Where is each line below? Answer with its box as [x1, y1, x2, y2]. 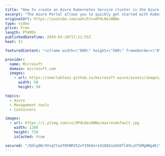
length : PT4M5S [5, 30, 36, 35]
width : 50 [18, 80, 38, 85]
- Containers [9, 107, 36, 112]
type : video [5, 21, 29, 26]
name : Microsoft [9, 62, 43, 66]
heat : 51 [5, 39, 23, 44]
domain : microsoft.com [9, 66, 56, 71]
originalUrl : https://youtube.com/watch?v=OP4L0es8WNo [5, 16, 120, 21]
